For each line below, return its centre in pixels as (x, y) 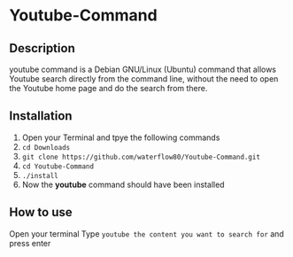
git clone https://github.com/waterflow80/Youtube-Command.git (141, 157)
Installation (41, 116)
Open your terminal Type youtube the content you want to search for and (147, 234)
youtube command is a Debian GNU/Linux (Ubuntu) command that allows (143, 69)
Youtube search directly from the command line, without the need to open (144, 79)
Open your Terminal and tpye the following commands (121, 137)
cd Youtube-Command (58, 166)
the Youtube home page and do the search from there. (108, 88)
